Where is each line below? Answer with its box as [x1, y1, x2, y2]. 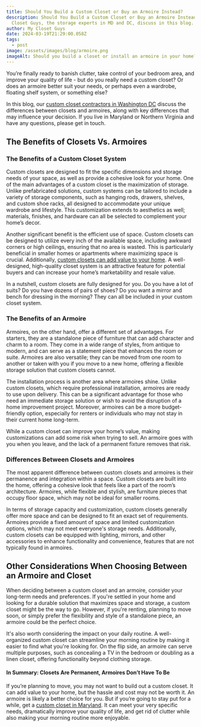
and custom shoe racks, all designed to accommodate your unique [6, 200, 170, 207]
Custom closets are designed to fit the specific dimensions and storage [6, 168, 182, 175]
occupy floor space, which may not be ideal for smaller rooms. [6, 494, 160, 501]
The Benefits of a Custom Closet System [6, 154, 127, 163]
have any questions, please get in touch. [6, 119, 106, 126]
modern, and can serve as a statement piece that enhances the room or [6, 347, 183, 354]
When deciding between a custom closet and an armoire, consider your [6, 586, 183, 594]
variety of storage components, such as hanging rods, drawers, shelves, [6, 194, 185, 201]
